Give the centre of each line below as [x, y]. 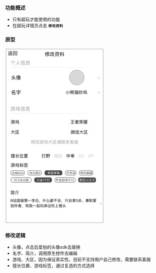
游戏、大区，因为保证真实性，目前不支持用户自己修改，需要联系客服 [81, 259]
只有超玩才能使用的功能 [36, 19]
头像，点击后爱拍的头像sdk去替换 [46, 247]
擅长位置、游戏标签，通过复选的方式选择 [53, 266]
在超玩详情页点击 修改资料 [38, 26]
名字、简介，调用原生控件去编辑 [45, 253]
